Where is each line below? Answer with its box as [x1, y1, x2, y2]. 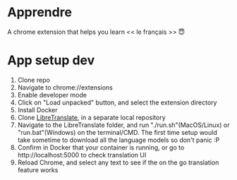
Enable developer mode [17, 90, 87, 99]
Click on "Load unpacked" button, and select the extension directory [17, 98, 217, 107]
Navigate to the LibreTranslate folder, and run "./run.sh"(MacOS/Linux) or [17, 121, 230, 129]
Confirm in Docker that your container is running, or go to [17, 143, 185, 152]
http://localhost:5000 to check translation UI [17, 150, 147, 159]
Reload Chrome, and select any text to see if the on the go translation [17, 158, 219, 167]
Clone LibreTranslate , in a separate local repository [17, 113, 166, 121]
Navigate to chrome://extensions [17, 83, 113, 92]
